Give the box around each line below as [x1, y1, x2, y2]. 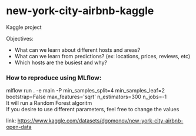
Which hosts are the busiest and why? [14, 59, 108, 66]
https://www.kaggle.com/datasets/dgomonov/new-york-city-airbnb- [17, 117, 184, 124]
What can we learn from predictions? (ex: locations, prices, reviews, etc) [14, 52, 191, 59]
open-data [6, 124, 32, 131]
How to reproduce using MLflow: [6, 74, 102, 82]
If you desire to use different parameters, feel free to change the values [6, 106, 180, 113]
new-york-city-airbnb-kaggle [6, 4, 154, 18]
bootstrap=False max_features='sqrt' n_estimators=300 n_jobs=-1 [6, 93, 167, 101]
